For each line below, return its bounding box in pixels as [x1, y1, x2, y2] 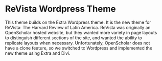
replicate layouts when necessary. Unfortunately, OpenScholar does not [5, 40, 150, 46]
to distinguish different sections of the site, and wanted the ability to [5, 35, 142, 41]
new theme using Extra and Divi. [5, 50, 70, 56]
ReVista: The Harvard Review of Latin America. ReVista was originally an [5, 24, 151, 30]
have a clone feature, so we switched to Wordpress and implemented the [5, 45, 153, 51]
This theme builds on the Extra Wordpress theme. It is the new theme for [5, 19, 152, 25]
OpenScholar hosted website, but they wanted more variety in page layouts [5, 30, 158, 35]
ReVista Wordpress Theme [5, 3, 116, 15]
